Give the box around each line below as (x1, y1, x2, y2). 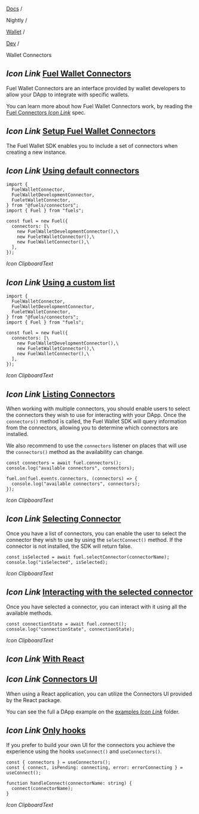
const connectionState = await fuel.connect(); (6, 621, 127, 627)
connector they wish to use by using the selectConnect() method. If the (6, 536, 183, 543)
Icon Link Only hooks (6, 725, 86, 736)
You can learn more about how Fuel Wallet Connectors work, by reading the (6, 102, 193, 109)
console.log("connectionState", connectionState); (6, 626, 135, 632)
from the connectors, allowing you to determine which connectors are (6, 424, 178, 431)
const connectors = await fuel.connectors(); (6, 460, 121, 466)
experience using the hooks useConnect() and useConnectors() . (6, 748, 163, 755)
